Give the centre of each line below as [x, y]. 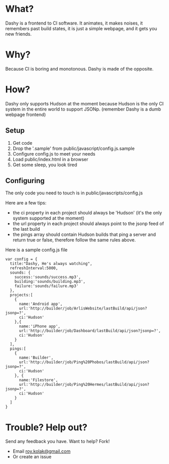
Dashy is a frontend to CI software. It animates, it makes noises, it [74, 23]
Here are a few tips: [26, 203]
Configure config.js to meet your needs [54, 153]
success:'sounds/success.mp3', [48, 277]
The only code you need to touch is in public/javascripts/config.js [74, 193]
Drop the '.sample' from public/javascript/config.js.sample [74, 148]
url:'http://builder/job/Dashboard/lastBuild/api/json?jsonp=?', [90, 331]
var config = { [21, 259]
